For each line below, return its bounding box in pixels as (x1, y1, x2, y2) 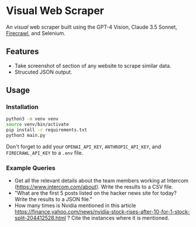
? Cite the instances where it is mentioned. (66, 215, 170, 222)
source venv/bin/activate (6, 122, 69, 128)
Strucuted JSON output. (14, 68, 73, 75)
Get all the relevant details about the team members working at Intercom (14, 177, 188, 184)
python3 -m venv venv (6, 116, 59, 122)
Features (6, 47, 39, 57)
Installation (6, 103, 39, 111)
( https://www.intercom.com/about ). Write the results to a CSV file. (14, 183, 173, 191)
